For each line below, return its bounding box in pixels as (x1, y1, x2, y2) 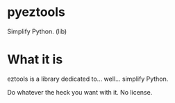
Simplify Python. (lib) (7, 27, 67, 35)
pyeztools (7, 4, 66, 20)
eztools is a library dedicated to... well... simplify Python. (7, 74, 169, 83)
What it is (7, 51, 63, 68)
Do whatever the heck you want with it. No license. (7, 88, 153, 96)
